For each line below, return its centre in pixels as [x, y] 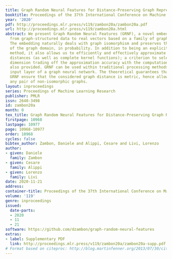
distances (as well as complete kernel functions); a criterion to [83, 58]
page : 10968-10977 [25, 129]
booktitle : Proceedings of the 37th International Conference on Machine [86, 15]
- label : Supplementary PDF [35, 239]
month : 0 [15, 110]
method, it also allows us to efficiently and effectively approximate [88, 53]
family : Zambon [26, 158]
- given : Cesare [23, 163]
